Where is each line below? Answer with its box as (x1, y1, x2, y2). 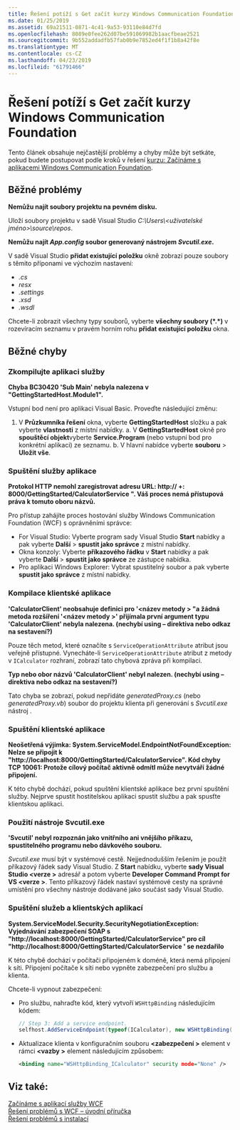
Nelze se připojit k (8, 747, 63, 756)
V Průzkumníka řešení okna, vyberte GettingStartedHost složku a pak (18, 418, 227, 427)
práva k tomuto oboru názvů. (8, 497, 95, 506)
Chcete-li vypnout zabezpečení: (8, 985, 103, 993)
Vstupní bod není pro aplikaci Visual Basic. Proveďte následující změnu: (8, 404, 218, 413)
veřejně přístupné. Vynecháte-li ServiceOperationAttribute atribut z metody (8, 648, 232, 657)
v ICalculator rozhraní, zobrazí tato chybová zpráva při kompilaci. (8, 656, 202, 665)
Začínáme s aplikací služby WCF (8, 1099, 104, 1108)
